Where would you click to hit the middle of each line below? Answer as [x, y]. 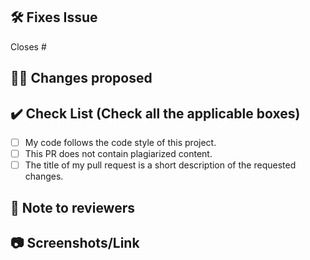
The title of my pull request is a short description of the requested [160, 165]
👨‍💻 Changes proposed [81, 78]
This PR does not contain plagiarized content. [118, 154]
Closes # [28, 46]
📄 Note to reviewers [73, 207]
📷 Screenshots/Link [75, 242]
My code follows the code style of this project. [120, 143]
